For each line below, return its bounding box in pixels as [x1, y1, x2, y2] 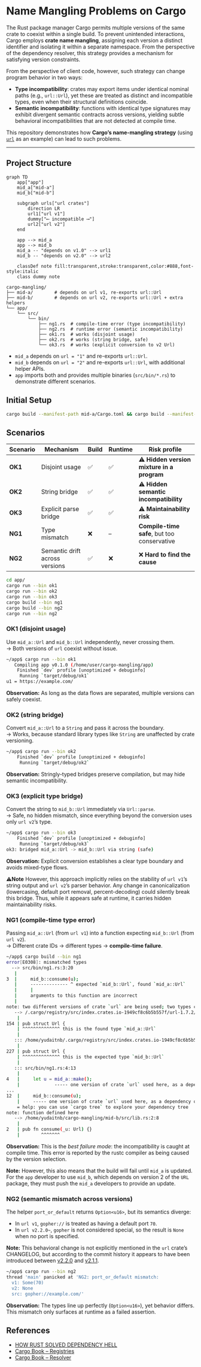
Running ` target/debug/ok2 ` [19, 760, 90, 766]
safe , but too [138, 530, 175, 538]
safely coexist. [6, 696, 42, 703]
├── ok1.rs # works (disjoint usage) [38, 331, 135, 337]
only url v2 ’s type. [6, 818, 53, 825]
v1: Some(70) [11, 1280, 44, 1286]
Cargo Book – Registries [14, 1348, 75, 1355]
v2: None [11, 1285, 33, 1292]
